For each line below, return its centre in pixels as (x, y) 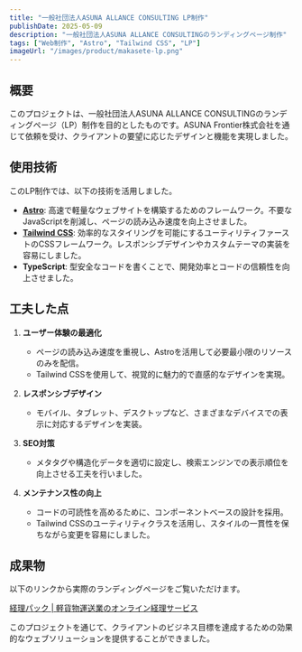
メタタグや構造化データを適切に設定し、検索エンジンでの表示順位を (162, 462)
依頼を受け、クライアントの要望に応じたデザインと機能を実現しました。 (159, 135)
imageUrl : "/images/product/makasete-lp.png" (96, 51)
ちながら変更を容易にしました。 (95, 535)
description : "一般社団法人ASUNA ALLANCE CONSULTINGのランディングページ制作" (148, 34)
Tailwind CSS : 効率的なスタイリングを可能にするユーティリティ (140, 232)
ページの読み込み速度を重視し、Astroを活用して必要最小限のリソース (164, 351)
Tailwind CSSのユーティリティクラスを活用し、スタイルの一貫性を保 (163, 523)
